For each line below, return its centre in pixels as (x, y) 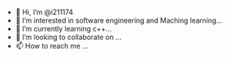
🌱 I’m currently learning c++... (63, 29)
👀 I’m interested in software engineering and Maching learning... (119, 20)
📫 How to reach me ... (52, 46)
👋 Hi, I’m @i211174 (44, 12)
